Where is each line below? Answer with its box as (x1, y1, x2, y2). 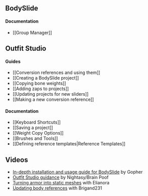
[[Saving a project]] (12, 125, 53, 131)
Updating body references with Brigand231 (12, 185, 103, 191)
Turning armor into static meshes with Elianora (12, 180, 110, 186)
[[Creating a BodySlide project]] (12, 75, 79, 81)
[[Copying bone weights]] (12, 81, 66, 87)
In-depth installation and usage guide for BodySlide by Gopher (12, 169, 143, 175)
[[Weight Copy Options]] (12, 130, 64, 136)
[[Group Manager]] (12, 29, 52, 35)
